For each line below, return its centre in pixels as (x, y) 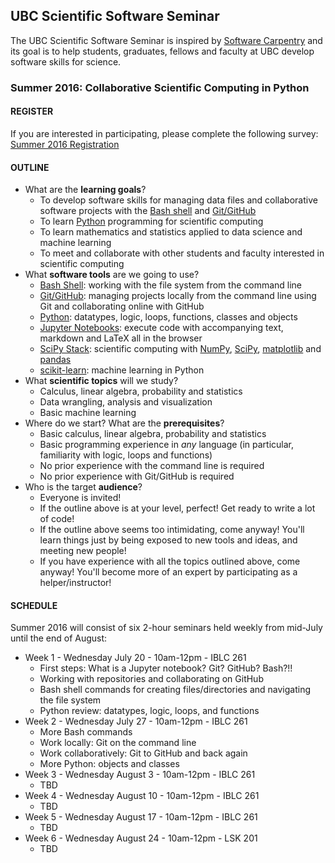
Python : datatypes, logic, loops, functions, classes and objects (168, 317)
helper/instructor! (75, 583)
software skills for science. (66, 61)
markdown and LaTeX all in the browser (121, 338)
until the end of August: (59, 638)
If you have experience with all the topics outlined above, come (170, 561)
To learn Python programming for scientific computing (151, 221)
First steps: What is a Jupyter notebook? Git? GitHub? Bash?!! (166, 668)
